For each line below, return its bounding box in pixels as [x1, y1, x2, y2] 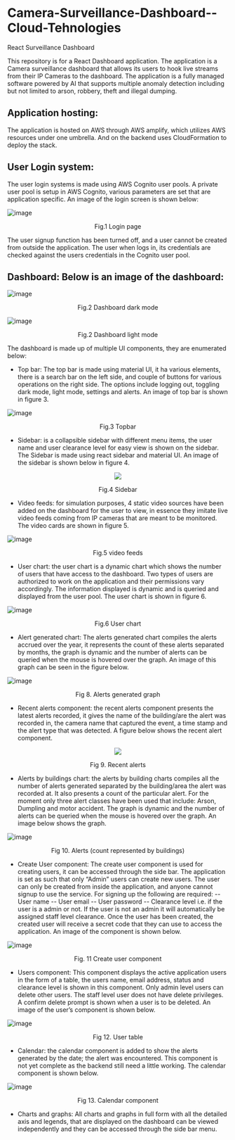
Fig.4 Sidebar [98, 486, 138, 494]
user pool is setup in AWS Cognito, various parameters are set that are [7, 187, 211, 196]
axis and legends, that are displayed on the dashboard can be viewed [17, 1117, 219, 1126]
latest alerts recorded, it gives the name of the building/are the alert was [17, 711, 227, 720]
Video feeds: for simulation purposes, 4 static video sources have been [17, 499, 224, 507]
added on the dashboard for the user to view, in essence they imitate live [17, 507, 228, 515]
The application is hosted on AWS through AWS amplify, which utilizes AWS [7, 125, 226, 134]
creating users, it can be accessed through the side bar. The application [17, 868, 226, 876]
